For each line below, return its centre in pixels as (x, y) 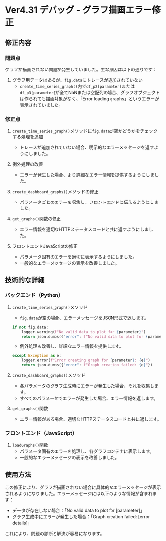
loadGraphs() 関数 (30, 445)
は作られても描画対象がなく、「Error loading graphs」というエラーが (89, 99)
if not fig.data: (30, 327)
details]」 (22, 523)
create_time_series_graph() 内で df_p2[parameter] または (77, 86)
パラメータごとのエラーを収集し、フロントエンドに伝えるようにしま (89, 202)
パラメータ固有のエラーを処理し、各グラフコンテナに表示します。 (87, 451)
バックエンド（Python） (34, 295)
